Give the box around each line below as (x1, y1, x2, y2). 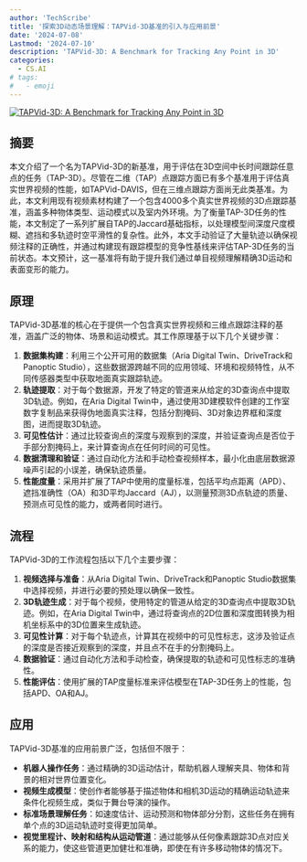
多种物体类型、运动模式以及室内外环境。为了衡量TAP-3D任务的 (40, 207, 279, 218)
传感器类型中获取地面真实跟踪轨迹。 (30, 373, 167, 384)
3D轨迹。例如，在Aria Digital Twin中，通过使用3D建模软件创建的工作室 (22, 396, 291, 407)
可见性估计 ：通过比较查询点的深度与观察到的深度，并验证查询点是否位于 (22, 431, 295, 442)
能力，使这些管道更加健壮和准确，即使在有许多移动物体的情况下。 (38, 842, 288, 853)
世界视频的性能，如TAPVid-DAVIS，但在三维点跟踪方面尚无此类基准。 (16, 184, 281, 195)
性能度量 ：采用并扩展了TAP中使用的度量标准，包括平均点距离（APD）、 (22, 476, 291, 487)
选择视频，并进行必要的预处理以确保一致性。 (30, 585, 199, 596)
